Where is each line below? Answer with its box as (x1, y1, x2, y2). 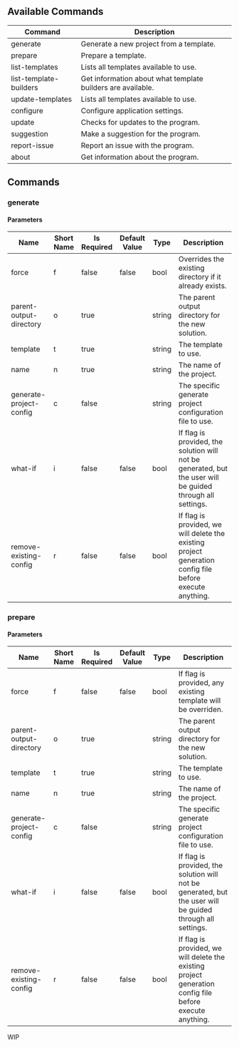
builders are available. (80, 82, 154, 92)
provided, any (178, 678, 225, 688)
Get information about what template (80, 73, 204, 83)
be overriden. (178, 705, 223, 715)
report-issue (11, 140, 54, 150)
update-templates (11, 94, 73, 104)
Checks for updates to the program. (80, 117, 201, 127)
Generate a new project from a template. (80, 38, 216, 48)
